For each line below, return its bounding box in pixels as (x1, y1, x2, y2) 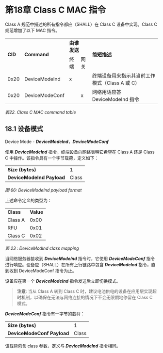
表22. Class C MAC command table (5, 109, 76, 115)
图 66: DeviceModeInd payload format (5, 187, 82, 193)
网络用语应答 (92, 88, 122, 95)
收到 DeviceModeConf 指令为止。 (9, 268, 77, 273)
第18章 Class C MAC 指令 (5, 4, 106, 16)
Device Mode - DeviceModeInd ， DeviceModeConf (5, 139, 109, 144)
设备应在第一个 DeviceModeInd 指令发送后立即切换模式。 (5, 278, 121, 284)
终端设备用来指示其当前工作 (92, 72, 156, 79)
